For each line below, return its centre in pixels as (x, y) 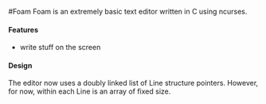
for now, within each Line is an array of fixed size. (90, 91)
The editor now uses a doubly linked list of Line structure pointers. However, (133, 83)
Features (23, 29)
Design (20, 65)
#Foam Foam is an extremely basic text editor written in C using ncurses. (128, 12)
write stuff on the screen (60, 48)
